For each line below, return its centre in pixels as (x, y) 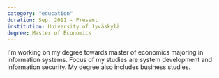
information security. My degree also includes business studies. (99, 67)
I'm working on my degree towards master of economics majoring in (105, 52)
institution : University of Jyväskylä (63, 26)
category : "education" (40, 13)
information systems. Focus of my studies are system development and (110, 60)
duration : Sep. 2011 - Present (53, 20)
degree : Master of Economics (50, 33)
